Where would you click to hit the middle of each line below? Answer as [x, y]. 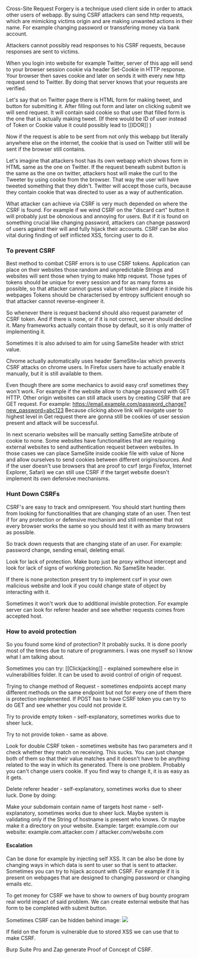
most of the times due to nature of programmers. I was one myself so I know [99, 650]
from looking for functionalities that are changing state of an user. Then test [98, 513]
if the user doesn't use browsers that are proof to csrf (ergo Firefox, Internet [99, 466]
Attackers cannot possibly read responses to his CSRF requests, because [96, 45]
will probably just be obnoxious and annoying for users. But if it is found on [97, 216]
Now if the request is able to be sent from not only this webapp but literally [97, 136]
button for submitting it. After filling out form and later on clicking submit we [99, 106]
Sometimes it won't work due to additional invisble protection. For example [97, 603]
